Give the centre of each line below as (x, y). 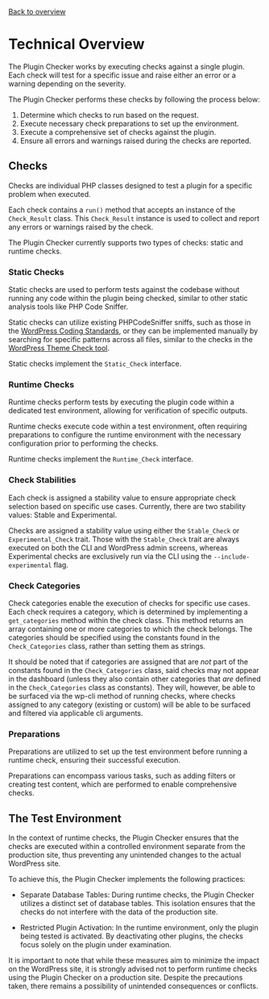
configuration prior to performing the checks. (83, 444)
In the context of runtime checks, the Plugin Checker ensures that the (124, 838)
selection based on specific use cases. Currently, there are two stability (127, 506)
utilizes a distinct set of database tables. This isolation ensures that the (138, 904)
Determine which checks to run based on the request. (109, 115)
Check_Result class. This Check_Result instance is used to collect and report (134, 218)
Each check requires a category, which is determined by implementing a (128, 612)
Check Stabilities (42, 480)
